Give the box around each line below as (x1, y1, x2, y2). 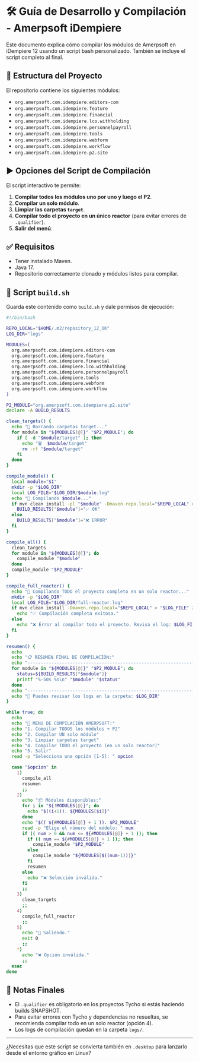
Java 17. (14, 264, 34, 271)
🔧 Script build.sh (6, 287, 70, 298)
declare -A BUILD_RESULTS (6, 407, 70, 413)
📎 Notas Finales (6, 985, 65, 995)
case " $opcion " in (11, 764, 57, 770)
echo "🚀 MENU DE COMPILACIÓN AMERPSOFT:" (11, 720, 115, 726)
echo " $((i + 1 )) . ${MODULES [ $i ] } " (27, 808, 110, 814)
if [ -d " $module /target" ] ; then (17, 435, 102, 441)
